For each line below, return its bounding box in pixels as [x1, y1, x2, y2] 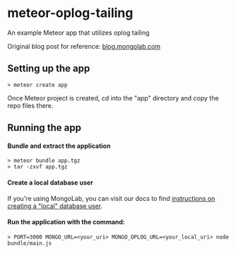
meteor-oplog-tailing [7, 5, 134, 21]
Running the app [7, 122, 81, 134]
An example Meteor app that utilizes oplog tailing [7, 28, 150, 37]
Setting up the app [7, 62, 90, 75]
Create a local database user [7, 178, 93, 187]
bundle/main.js [7, 239, 52, 247]
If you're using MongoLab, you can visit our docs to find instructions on [7, 194, 216, 202]
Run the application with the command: [7, 218, 126, 226]
